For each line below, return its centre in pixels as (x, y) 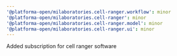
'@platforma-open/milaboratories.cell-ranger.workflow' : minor (89, 12)
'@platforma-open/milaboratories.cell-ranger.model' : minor (85, 23)
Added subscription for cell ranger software (62, 46)
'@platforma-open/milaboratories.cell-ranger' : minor (77, 18)
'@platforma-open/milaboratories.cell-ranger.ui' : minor (81, 29)
